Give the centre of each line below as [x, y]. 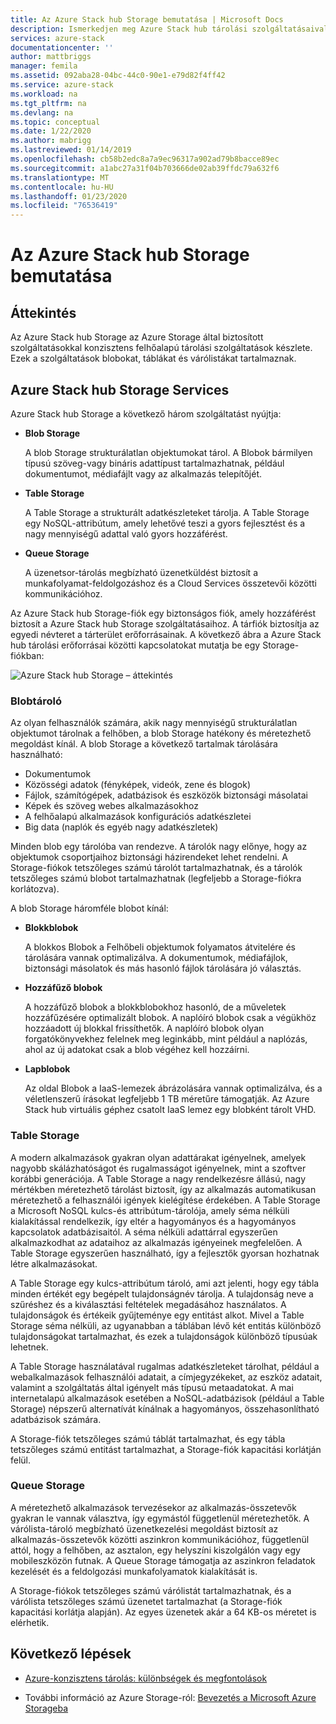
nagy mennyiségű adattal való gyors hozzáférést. [126, 533]
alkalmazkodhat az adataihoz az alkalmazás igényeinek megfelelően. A [156, 1242]
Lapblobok [47, 1069]
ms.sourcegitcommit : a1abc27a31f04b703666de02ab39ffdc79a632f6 [145, 168]
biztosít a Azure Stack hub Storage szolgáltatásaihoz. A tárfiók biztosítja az [165, 623]
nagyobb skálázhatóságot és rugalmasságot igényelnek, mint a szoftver [158, 1168]
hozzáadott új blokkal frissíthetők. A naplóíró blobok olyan [144, 1028]
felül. [21, 1460]
